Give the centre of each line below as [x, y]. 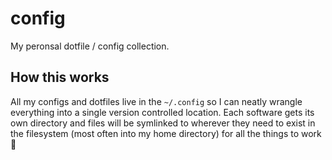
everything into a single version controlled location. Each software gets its [162, 112]
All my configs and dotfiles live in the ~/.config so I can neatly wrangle [156, 101]
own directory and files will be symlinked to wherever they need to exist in [163, 123]
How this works [60, 77]
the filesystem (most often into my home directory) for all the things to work [166, 133]
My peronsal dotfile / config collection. [90, 46]
